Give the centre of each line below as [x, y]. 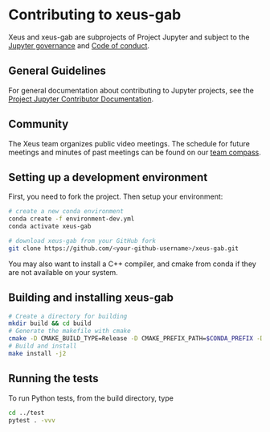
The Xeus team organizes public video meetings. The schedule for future [129, 143]
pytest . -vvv [32, 420]
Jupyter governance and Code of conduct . [79, 45]
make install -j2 [37, 353]
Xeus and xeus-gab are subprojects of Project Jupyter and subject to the [129, 37]
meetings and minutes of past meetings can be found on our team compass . [135, 152]
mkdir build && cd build [50, 323]
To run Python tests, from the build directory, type [91, 398]
